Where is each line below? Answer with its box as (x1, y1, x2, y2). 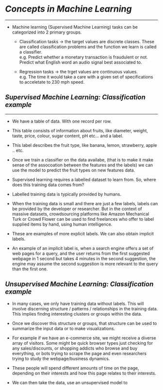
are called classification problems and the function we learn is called (19, 44, 157, 50)
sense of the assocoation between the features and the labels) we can (12, 162, 153, 168)
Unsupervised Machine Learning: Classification (5, 280, 154, 288)
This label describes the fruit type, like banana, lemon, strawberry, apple (12, 142, 157, 148)
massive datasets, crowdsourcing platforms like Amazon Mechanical (12, 211, 149, 217)
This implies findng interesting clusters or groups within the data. (12, 311, 142, 317)
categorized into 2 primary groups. (12, 29, 82, 35)
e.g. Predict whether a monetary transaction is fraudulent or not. (19, 54, 148, 60)
